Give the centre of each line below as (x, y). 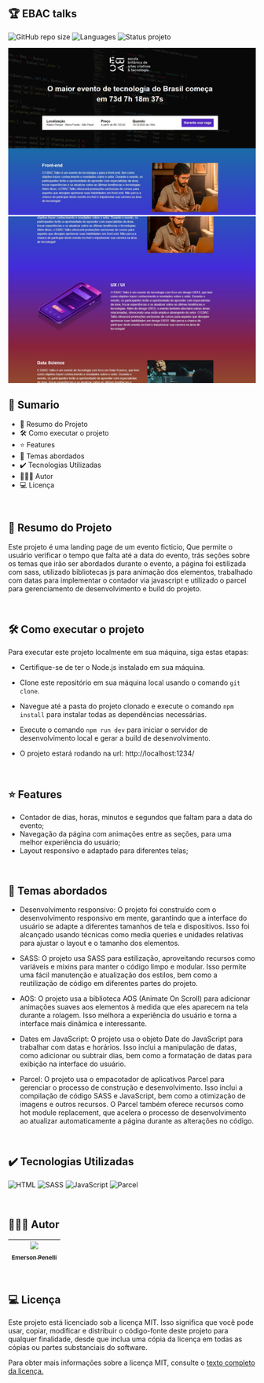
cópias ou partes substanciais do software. (78, 1348)
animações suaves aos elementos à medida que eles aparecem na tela (134, 1007)
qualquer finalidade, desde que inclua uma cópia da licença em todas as (125, 1339)
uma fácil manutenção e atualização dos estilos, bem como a (118, 975)
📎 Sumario (34, 405)
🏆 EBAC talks (42, 14)
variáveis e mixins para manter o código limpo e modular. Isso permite (133, 967)
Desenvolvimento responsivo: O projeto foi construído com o (118, 910)
